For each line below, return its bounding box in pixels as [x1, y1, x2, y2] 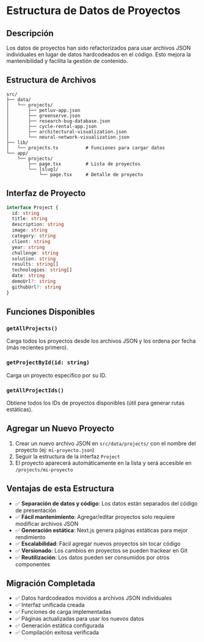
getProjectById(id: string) [6, 359, 90, 366]
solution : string [12, 255, 56, 262]
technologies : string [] [12, 267, 72, 273]
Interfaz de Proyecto [6, 188, 86, 199]
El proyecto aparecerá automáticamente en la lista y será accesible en [15, 459, 192, 466]
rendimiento [15, 533, 46, 540]
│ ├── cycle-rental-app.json [6, 123, 97, 129]
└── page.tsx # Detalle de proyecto [38, 171, 144, 177]
